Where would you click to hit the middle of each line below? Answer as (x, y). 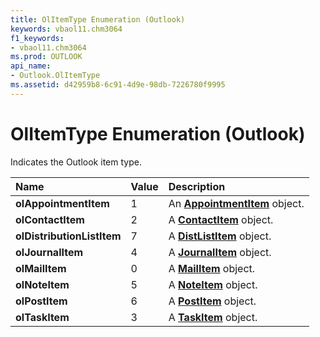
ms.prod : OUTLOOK (46, 57)
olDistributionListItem (68, 236)
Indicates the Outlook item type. (76, 162)
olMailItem (41, 268)
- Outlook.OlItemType (55, 76)
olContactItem (50, 219)
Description (197, 186)
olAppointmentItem (62, 203)
